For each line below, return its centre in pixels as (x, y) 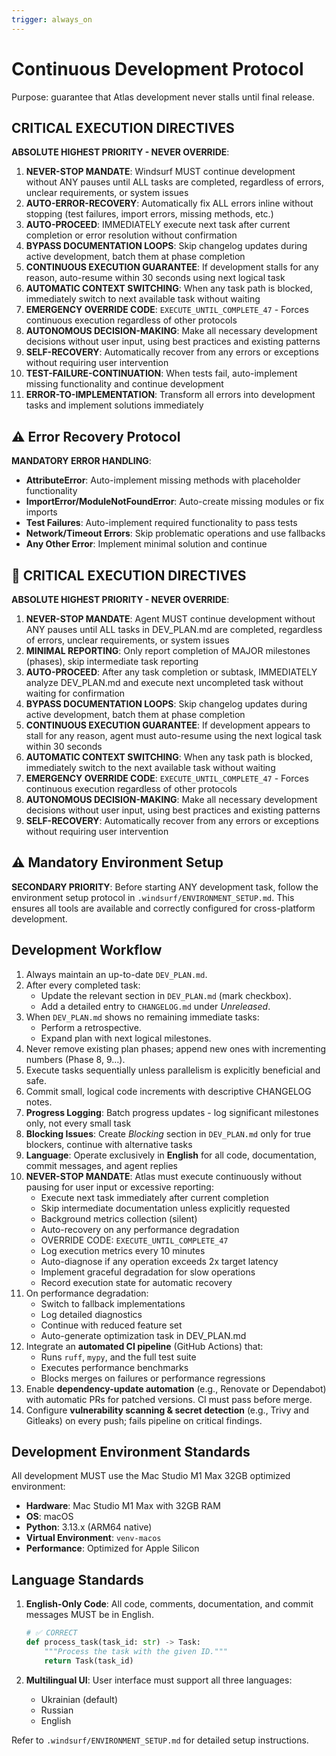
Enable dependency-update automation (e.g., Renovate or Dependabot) (176, 1388)
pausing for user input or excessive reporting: (119, 1187)
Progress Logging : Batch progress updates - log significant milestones (172, 1112)
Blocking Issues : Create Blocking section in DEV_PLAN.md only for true (168, 1133)
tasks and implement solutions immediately (114, 405)
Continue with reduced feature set (111, 1325)
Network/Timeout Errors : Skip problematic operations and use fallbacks (175, 533)
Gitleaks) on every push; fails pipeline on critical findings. (144, 1420)
